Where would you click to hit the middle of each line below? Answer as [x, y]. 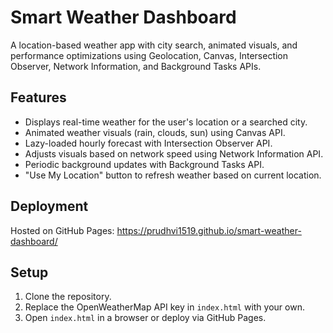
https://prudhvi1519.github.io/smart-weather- [209, 230]
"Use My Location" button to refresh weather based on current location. [173, 175]
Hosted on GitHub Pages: [62, 230]
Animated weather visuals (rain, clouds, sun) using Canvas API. [155, 132]
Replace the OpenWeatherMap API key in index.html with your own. [164, 307]
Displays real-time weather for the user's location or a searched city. [166, 122]
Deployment [49, 206]
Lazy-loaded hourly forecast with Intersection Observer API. [148, 143]
